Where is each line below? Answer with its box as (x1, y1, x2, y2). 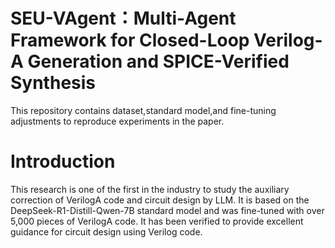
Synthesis (10, 72, 97, 94)
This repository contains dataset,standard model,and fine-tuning (10, 104, 277, 116)
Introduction (10, 150, 116, 173)
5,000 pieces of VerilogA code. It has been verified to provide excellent (10, 215, 304, 227)
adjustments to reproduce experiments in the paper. (10, 115, 225, 127)
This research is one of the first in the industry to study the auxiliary (10, 183, 290, 195)
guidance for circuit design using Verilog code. (10, 225, 203, 238)
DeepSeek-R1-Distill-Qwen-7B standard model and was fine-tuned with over (10, 204, 325, 216)
